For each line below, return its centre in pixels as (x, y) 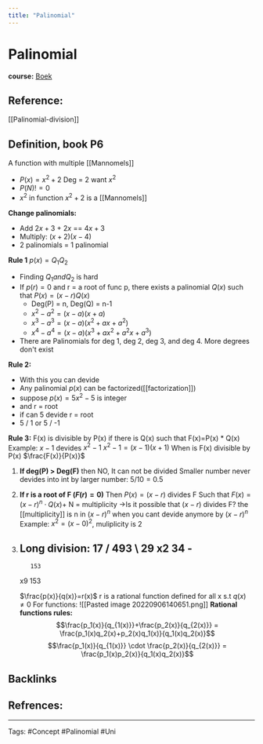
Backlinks (32, 678)
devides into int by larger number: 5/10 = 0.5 (91, 480)
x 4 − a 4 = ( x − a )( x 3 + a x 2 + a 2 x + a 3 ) (91, 332)
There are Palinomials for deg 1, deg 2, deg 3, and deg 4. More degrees (135, 341)
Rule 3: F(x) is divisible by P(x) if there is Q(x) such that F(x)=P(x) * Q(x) (124, 438)
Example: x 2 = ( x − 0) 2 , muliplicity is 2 (81, 523)
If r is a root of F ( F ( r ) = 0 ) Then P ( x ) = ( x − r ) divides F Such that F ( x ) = (135, 494)
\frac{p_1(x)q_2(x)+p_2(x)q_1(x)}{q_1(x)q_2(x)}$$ (137, 633)
